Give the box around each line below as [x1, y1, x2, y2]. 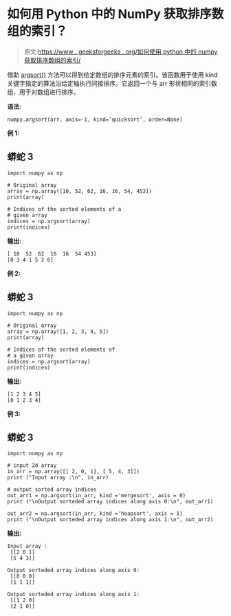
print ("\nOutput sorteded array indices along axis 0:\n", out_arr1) [7, 499, 214, 505]
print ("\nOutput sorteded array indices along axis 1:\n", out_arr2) [7, 516, 214, 523]
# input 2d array [7, 462, 57, 469]
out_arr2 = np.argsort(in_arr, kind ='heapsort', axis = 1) [7, 510, 184, 517]
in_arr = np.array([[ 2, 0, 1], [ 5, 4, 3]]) [7, 468, 140, 475]
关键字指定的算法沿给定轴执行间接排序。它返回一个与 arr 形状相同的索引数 [7, 79, 218, 87]
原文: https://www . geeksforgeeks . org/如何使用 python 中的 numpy [23, 47, 218, 56]
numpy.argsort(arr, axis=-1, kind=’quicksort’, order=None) [7, 116, 184, 123]
